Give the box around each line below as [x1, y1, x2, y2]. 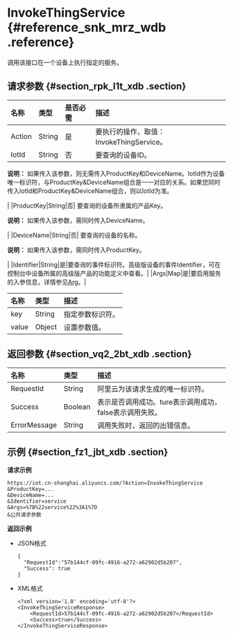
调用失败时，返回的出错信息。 [96, 420, 195, 430]
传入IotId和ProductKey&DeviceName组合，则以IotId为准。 [7, 186, 173, 195]
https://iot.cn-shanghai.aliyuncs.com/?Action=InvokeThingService [7, 480, 203, 487]
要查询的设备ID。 [95, 150, 151, 160]
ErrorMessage [10, 420, 58, 430]
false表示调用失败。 [96, 408, 162, 417]
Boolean [63, 401, 91, 411]
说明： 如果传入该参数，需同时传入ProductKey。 [7, 245, 146, 254]
